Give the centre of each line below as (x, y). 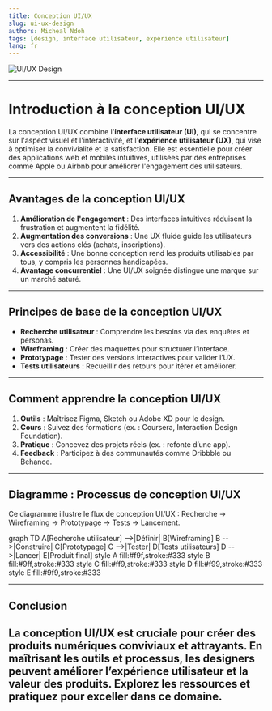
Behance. (36, 462)
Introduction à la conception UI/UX (127, 109)
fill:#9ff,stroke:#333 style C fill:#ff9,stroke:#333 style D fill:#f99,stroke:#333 (136, 564)
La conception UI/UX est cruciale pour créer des (132, 634)
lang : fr (23, 46)
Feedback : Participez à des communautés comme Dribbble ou (125, 453)
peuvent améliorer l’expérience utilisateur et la (128, 672)
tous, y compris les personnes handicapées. (94, 262)
